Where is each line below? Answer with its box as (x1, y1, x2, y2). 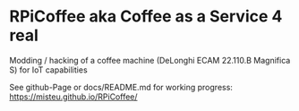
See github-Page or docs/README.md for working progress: (9, 81, 233, 92)
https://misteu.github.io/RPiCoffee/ (9, 91, 138, 102)
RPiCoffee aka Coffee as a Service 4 (9, 6, 283, 27)
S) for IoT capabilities (9, 64, 88, 75)
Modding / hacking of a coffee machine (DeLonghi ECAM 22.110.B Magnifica (9, 55, 291, 65)
